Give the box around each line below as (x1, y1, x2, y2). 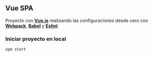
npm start (5, 47, 27, 52)
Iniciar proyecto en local (5, 35, 66, 42)
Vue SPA (5, 4, 34, 13)
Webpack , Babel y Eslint (5, 23, 58, 29)
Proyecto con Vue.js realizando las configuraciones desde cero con (5, 17, 149, 23)
